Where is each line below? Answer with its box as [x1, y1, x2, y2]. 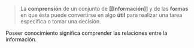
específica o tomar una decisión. [20, 18, 101, 25]
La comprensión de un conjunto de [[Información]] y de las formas [20, 5, 189, 12]
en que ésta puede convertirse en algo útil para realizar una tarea [20, 11, 183, 19]
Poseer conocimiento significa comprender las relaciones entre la [5, 29, 168, 37]
